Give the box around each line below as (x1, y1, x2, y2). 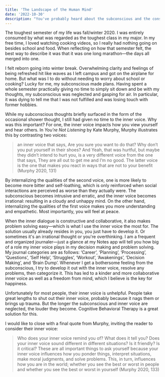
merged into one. (5, 56, 40, 62)
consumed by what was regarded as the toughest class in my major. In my (5, 35, 155, 41)
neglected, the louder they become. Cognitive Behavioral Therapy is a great (5, 306, 159, 312)
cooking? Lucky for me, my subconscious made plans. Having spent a (5, 81, 147, 87)
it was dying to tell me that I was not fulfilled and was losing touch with (5, 97, 148, 103)
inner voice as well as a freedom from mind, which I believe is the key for (5, 275, 153, 281)
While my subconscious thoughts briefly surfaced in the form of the (5, 111, 142, 117)
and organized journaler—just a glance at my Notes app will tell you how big (5, 239, 159, 245)
